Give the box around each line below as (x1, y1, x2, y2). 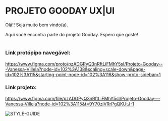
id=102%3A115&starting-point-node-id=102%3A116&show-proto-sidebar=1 (5, 71, 161, 78)
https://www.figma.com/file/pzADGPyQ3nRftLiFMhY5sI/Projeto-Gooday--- (5, 95, 160, 101)
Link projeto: (5, 84, 37, 91)
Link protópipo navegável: (5, 49, 71, 56)
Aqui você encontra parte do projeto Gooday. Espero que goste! (5, 31, 139, 37)
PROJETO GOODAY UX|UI (5, 5, 115, 17)
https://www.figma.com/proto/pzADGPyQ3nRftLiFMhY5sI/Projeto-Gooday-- (5, 60, 163, 67)
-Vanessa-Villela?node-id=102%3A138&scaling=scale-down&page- (5, 66, 146, 72)
